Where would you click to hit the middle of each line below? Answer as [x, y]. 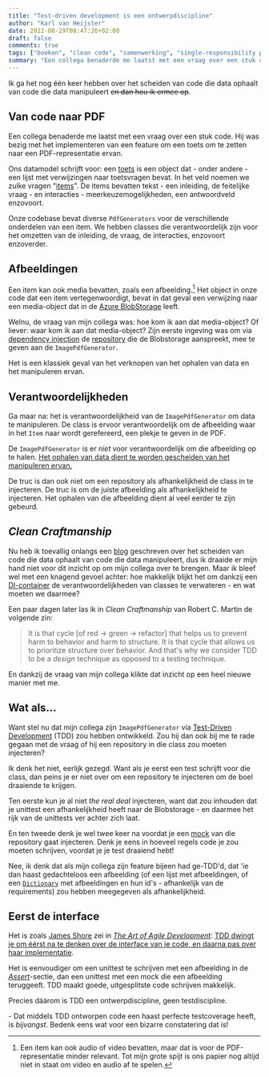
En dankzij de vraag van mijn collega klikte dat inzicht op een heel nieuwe [130, 674]
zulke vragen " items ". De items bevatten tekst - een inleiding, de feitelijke [129, 186]
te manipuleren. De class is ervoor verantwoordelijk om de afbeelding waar [132, 424]
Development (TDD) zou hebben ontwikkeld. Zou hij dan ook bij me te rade [131, 735]
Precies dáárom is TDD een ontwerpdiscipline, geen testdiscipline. [118, 1001]
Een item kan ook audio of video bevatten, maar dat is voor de [122, 1048]
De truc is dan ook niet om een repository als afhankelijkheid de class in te [131, 480]
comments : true [34, 46]
